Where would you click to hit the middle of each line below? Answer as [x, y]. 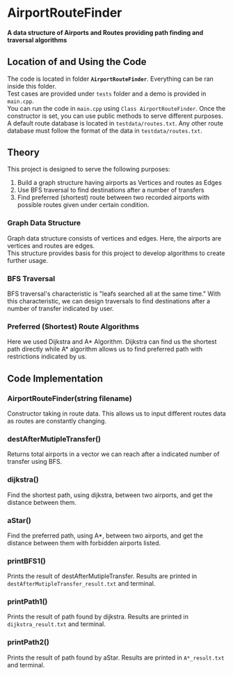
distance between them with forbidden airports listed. [84, 543]
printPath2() [29, 642]
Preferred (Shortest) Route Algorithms [73, 326]
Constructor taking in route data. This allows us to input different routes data [116, 414]
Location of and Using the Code [77, 62]
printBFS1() [27, 561]
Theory [24, 152]
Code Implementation [55, 378]
